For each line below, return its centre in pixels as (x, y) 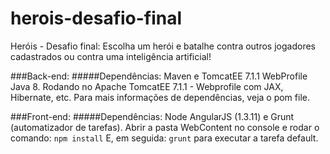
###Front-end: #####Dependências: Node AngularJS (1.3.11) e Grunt (152, 116)
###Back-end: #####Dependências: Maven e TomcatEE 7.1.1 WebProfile (159, 76)
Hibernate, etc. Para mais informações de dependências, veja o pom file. (160, 97)
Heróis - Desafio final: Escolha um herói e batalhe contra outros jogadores (163, 46)
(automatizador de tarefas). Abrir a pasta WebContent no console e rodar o (165, 127)
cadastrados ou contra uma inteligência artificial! (111, 56)
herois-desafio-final (96, 18)
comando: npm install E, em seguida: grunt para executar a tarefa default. (164, 138)
